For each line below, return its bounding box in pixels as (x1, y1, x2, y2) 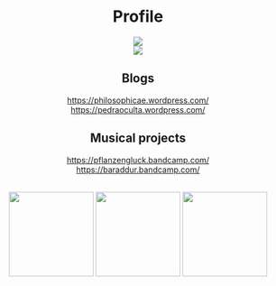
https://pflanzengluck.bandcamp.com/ (66, 154, 210, 165)
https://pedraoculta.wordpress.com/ (70, 104, 206, 115)
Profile (112, 6, 164, 27)
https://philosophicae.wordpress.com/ (67, 95, 209, 106)
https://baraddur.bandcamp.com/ (76, 164, 200, 175)
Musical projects (89, 131, 187, 146)
